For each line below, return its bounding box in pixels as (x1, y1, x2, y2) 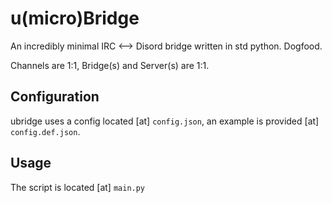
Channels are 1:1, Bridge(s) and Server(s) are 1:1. (10, 59, 210, 71)
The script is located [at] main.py (10, 181, 146, 193)
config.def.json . (10, 125, 81, 137)
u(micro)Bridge (10, 7, 140, 30)
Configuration (10, 88, 100, 106)
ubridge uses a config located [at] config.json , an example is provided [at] (10, 115, 320, 127)
